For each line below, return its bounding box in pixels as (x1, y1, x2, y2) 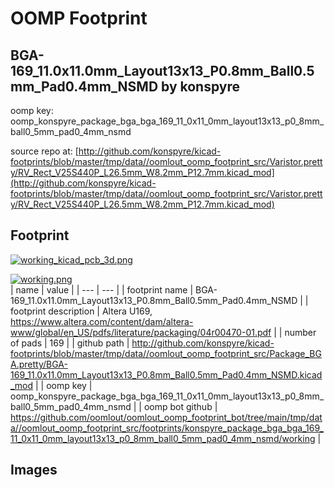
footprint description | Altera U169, (10, 305, 153, 317)
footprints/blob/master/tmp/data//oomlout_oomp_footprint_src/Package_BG (10, 347, 322, 359)
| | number (273, 326, 317, 338)
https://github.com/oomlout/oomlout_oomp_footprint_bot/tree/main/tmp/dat (10, 411, 323, 423)
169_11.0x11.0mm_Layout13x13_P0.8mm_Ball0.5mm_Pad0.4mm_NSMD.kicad (10, 368, 323, 381)
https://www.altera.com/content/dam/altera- (10, 315, 194, 327)
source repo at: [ (10, 145, 79, 157)
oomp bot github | (143, 400, 218, 412)
